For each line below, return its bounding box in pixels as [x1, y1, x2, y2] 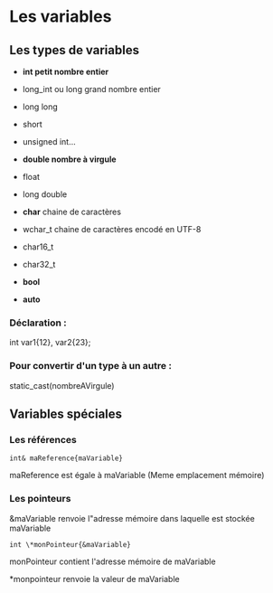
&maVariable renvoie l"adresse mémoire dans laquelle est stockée [9, 513, 255, 523]
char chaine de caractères [22, 206, 122, 217]
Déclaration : [9, 316, 68, 329]
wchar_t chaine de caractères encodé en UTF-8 [22, 224, 202, 234]
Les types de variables [9, 42, 140, 58]
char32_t [22, 259, 56, 269]
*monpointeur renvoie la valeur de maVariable [9, 573, 180, 584]
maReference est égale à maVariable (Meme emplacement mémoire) [9, 470, 265, 481]
